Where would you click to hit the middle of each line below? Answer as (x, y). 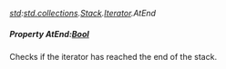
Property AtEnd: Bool (49, 34)
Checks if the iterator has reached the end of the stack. (113, 56)
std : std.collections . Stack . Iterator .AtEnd (83, 13)
